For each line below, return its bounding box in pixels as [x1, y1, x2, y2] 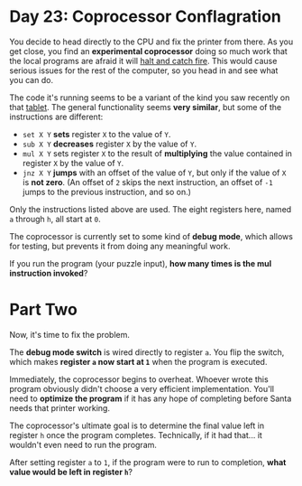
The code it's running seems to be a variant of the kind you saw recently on [9, 92, 290, 103]
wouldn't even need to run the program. [9, 439, 158, 450]
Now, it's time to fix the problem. [9, 329, 131, 340]
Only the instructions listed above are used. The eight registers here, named [9, 203, 292, 214]
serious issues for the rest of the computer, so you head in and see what [9, 65, 279, 76]
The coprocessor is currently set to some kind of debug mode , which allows [9, 230, 293, 241]
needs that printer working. [9, 402, 111, 413]
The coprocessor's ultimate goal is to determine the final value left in [9, 420, 264, 431]
